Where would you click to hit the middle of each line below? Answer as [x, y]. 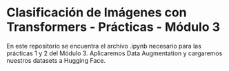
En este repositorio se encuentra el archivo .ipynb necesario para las [104, 46]
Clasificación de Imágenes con [97, 13]
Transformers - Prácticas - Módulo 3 [113, 27]
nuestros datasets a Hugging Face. [56, 60]
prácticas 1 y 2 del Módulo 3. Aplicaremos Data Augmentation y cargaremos [114, 53]
